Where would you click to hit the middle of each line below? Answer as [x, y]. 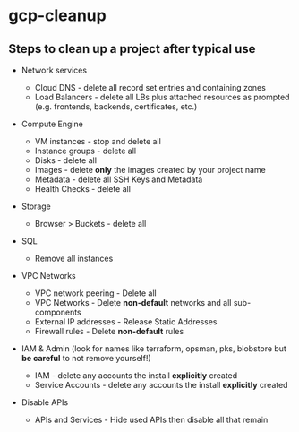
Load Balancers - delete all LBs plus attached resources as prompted [162, 97]
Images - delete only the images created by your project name [150, 170]
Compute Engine [52, 124]
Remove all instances [74, 258]
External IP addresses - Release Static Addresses [126, 322]
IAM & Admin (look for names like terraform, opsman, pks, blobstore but [154, 349]
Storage [36, 206]
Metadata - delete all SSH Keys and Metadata [119, 179]
